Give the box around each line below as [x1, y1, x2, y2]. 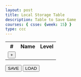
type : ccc [5, 27, 26, 32]
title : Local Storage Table [5, 12, 65, 17]
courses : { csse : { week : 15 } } [5, 22, 72, 27]
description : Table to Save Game [5, 17, 76, 22]
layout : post [5, 7, 33, 13]
